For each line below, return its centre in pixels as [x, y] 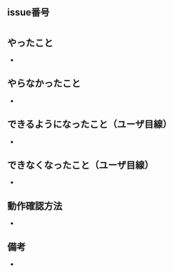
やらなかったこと [44, 83]
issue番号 [29, 13]
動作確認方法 [35, 206]
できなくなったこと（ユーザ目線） [81, 165]
